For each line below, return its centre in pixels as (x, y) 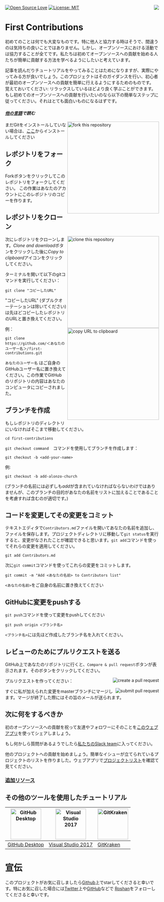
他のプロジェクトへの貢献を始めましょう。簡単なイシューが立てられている (80, 754)
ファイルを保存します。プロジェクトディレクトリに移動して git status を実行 (82, 534)
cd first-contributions (29, 439)
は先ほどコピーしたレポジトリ (35, 312)
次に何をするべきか (34, 715)
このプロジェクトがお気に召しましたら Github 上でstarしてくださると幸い (77, 882)
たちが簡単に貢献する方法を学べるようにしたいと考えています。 (69, 60)
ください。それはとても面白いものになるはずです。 (68, 101)
